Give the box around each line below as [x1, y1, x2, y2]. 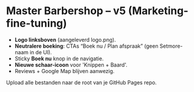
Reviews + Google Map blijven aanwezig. [14, 67, 115, 74]
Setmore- [159, 42, 183, 50]
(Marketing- [128, 4, 189, 18]
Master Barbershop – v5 [6, 4, 126, 18]
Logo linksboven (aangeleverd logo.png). [14, 36, 116, 43]
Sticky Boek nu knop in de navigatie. [14, 55, 104, 62]
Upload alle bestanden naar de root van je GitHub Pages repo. [6, 78, 157, 86]
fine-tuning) [6, 17, 67, 30]
